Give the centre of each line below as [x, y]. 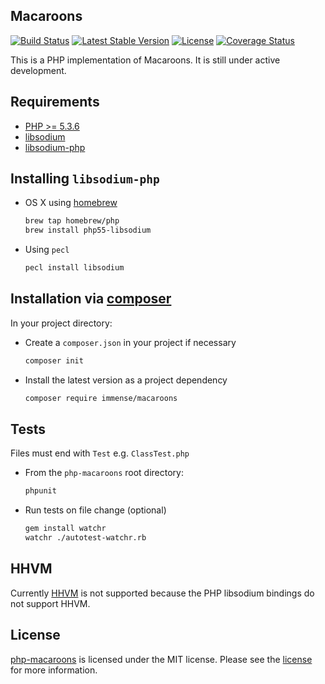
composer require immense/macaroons [101, 398]
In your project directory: [61, 323]
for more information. [54, 670]
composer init [54, 360]
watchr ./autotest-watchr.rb [85, 538]
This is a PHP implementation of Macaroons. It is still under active [145, 60]
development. [38, 70]
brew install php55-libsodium [88, 230]
